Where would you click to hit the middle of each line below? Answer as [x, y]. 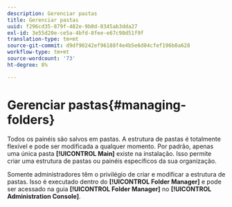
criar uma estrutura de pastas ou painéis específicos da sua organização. [112, 161]
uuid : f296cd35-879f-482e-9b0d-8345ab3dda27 [72, 26]
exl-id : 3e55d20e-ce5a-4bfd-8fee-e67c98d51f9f [75, 33]
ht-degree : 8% [28, 65]
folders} [31, 120]
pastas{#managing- [127, 105]
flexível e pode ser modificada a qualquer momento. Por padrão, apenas [110, 146]
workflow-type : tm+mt [38, 52]
